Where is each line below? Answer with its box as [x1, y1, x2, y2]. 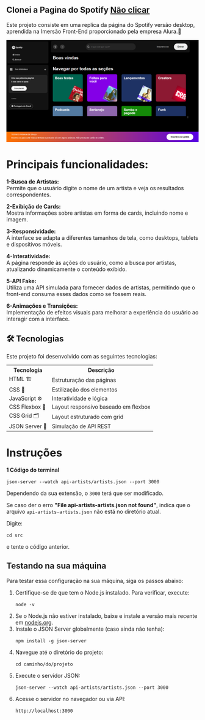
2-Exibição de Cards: [6, 202, 61, 210]
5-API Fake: [6, 277, 37, 284]
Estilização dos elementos [51, 386, 118, 393]
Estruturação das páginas [51, 376, 117, 384]
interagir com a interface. [6, 315, 70, 322]
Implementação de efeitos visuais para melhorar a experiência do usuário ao [6, 308, 199, 316]
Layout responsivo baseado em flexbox [51, 403, 151, 410]
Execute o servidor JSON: [15, 672, 81, 679]
